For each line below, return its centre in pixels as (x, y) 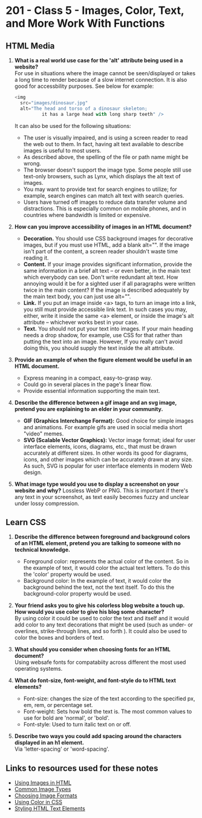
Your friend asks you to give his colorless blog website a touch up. (99, 605)
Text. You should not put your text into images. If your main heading (108, 329)
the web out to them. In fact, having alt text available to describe (103, 144)
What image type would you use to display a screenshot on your (97, 484)
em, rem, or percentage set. (58, 705)
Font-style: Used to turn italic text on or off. (77, 725)
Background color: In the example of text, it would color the (97, 581)
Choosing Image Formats (46, 796)
